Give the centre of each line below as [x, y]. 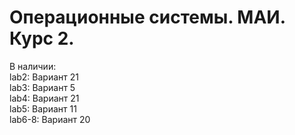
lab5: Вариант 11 [43, 108]
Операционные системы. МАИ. [147, 17]
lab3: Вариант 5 [42, 87]
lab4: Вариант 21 [44, 98]
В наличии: [33, 66]
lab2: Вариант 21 [44, 77]
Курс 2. [42, 38]
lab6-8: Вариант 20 [50, 119]
